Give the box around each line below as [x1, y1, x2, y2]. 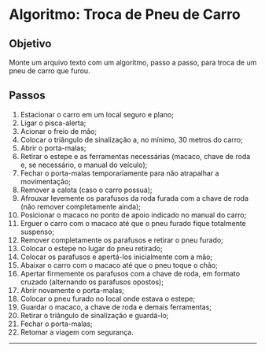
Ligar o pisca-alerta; [20, 118, 86, 128]
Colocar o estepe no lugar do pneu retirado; [20, 243, 164, 253]
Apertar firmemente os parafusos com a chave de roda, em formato [20, 269, 241, 278]
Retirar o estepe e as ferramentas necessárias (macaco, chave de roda [20, 151, 251, 161]
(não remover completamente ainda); [20, 202, 141, 211]
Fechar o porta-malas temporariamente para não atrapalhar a [20, 168, 219, 178]
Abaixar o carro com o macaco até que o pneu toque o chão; [20, 260, 219, 269]
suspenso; [20, 227, 54, 236]
